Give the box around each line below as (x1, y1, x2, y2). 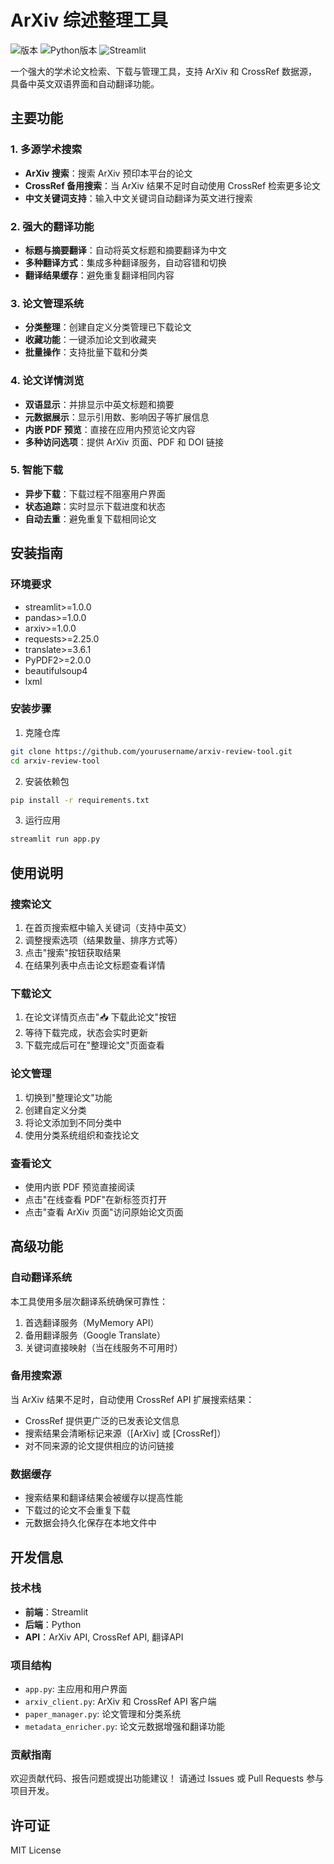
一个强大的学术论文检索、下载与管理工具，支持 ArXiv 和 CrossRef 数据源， (10, 65, 318, 77)
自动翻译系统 (10, 1271, 73, 1285)
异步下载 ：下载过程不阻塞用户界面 (24, 487, 166, 500)
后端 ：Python (24, 1618, 82, 1630)
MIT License (10, 1844, 62, 1856)
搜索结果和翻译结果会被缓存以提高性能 (24, 1492, 183, 1504)
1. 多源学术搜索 (10, 142, 83, 156)
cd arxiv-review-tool (10, 756, 101, 766)
